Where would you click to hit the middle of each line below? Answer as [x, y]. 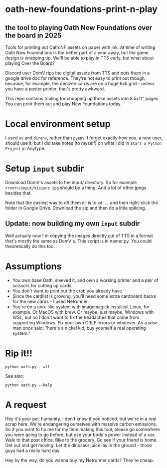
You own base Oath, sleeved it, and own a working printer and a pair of [85, 280]
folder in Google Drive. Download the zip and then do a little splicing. [76, 208]
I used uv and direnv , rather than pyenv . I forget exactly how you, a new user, [84, 138]
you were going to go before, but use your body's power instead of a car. [80, 435]
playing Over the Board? [30, 63]
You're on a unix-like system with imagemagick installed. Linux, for [81, 307]
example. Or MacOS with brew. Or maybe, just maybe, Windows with [83, 312]
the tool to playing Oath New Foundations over [79, 28]
